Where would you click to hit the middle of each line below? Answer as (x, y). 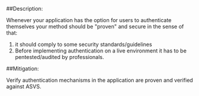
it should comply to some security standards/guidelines (83, 44)
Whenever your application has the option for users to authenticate (89, 20)
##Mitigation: (22, 69)
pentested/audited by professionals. (59, 57)
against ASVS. (24, 86)
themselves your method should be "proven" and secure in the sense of (95, 27)
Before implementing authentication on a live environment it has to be (101, 51)
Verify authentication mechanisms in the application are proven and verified (100, 80)
